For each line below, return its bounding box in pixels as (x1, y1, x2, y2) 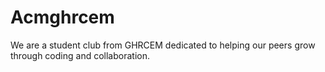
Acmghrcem (10, 6, 115, 29)
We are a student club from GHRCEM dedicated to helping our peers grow (10, 39, 316, 51)
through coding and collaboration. (10, 49, 150, 61)
